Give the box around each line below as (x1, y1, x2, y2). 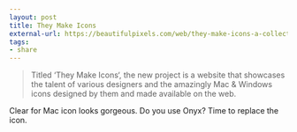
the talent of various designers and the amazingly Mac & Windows (30, 79, 272, 90)
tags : (9, 37, 29, 47)
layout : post (9, 12, 57, 22)
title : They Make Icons (9, 21, 97, 30)
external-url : (9, 29, 62, 38)
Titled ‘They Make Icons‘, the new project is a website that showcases (30, 70, 286, 80)
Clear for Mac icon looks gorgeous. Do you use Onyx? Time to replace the (9, 106, 279, 116)
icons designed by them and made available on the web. (30, 89, 237, 99)
